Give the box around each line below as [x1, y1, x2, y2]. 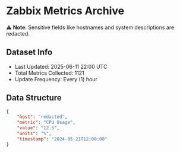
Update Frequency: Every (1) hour [14, 75, 98, 82]
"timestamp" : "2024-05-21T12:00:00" [17, 136, 108, 142]
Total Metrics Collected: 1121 [14, 69, 84, 76]
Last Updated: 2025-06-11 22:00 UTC [14, 63, 108, 70]
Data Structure [6, 93, 62, 103]
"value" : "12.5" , [17, 125, 60, 131]
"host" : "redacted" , [17, 114, 68, 120]
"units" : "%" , [17, 130, 52, 137]
